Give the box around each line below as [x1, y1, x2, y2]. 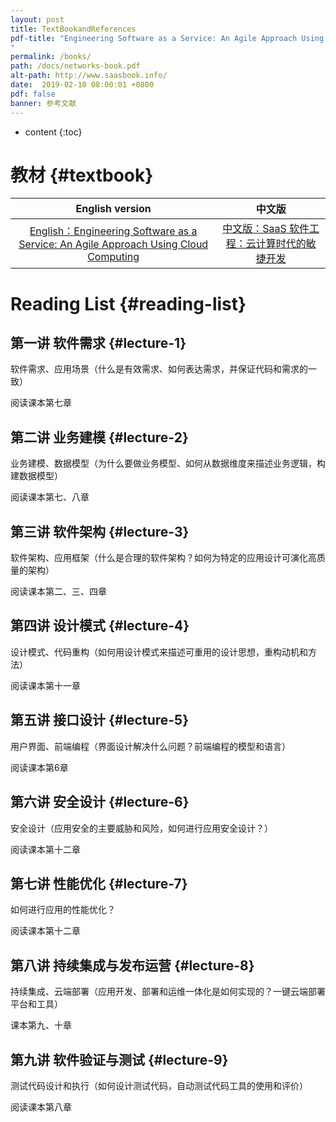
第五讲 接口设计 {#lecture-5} [10, 712, 190, 729]
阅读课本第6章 [10, 761, 69, 773]
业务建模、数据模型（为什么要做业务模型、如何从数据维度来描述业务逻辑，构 [10, 457, 326, 470]
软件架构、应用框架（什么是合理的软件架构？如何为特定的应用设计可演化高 [10, 552, 317, 564]
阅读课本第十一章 [10, 679, 81, 691]
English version [75, 202, 152, 216]
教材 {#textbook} [10, 164, 154, 186]
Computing [87, 250, 140, 264]
